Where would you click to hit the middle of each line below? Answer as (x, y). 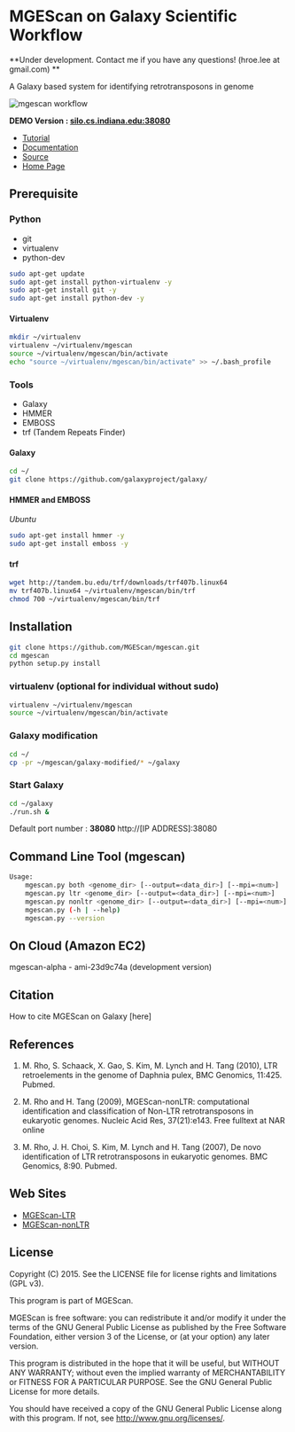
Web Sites (38, 1194)
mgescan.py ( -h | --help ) (73, 910)
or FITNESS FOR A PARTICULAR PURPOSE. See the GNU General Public (141, 1381)
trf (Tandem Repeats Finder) (74, 433)
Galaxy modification (54, 736)
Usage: (21, 877)
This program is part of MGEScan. (71, 1300)
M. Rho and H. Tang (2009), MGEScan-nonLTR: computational (136, 1101)
